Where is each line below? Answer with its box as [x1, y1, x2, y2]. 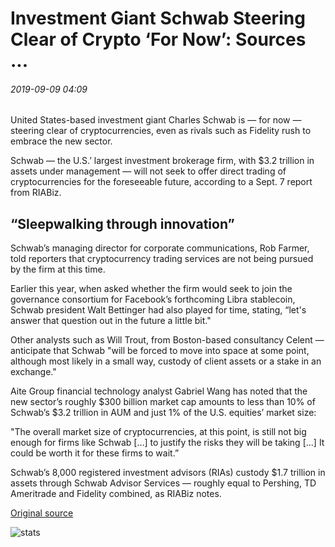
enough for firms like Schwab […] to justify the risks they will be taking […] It [10, 437, 325, 449]
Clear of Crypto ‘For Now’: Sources [10, 28, 307, 51]
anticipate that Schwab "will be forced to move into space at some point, [10, 345, 310, 357]
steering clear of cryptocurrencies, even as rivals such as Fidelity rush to [10, 125, 312, 137]
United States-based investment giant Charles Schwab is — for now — [10, 114, 302, 126]
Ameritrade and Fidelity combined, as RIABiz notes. [10, 488, 222, 500]
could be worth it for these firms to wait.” [10, 447, 180, 459]
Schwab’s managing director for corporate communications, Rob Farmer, [10, 242, 310, 254]
